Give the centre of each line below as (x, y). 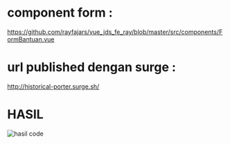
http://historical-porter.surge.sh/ (53, 86)
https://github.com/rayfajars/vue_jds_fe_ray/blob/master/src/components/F (115, 32)
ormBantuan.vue (31, 39)
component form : (60, 13)
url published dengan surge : (92, 67)
